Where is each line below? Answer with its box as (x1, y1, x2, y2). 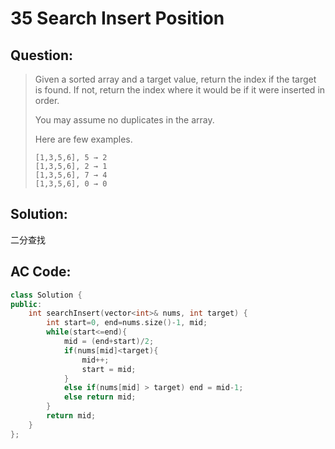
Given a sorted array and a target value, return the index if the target (34, 73, 317, 85)
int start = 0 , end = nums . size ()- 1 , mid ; (46, 318, 208, 328)
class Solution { (10, 290, 83, 300)
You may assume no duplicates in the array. (34, 114, 215, 126)
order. (34, 95, 60, 106)
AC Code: (10, 263, 72, 281)
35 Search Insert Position (10, 7, 225, 30)
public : (10, 299, 43, 309)
